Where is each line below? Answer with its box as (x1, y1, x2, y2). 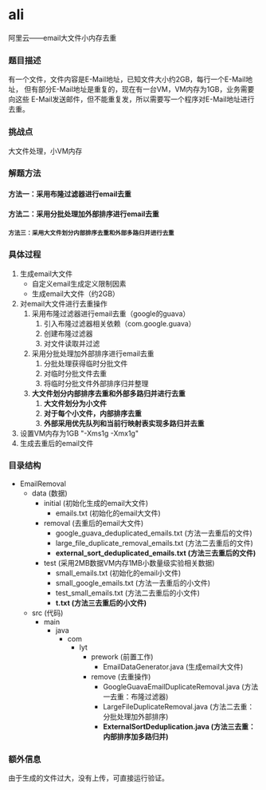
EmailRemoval (19, 479, 66, 488)
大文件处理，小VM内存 (8, 146, 83, 156)
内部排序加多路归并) (103, 732, 169, 741)
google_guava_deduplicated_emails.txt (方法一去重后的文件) (55, 528, 252, 538)
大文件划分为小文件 (43, 398, 108, 408)
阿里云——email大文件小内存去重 (8, 33, 117, 42)
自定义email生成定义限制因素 (31, 278, 127, 288)
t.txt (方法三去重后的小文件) (55, 598, 147, 607)
